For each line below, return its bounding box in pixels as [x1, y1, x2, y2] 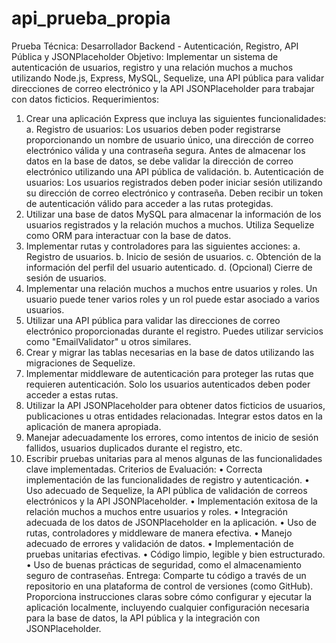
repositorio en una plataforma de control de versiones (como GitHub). [25, 580, 314, 592]
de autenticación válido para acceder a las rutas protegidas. [25, 197, 274, 209]
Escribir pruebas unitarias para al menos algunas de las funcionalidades [25, 452, 323, 464]
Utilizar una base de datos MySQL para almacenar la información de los [25, 208, 322, 220]
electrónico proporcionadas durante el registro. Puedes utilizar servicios [25, 325, 324, 337]
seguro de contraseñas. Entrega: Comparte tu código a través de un [25, 569, 307, 581]
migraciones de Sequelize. [25, 357, 136, 369]
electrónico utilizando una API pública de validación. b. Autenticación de [25, 165, 324, 177]
